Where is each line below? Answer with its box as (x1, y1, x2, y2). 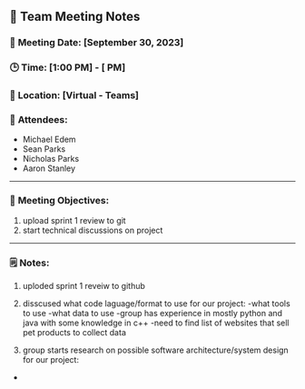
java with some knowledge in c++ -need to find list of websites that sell (22, 317, 290, 328)
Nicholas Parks (22, 154, 80, 165)
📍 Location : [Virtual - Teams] (9, 89, 139, 102)
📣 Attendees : (9, 114, 68, 126)
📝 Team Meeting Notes (9, 9, 141, 25)
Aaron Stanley (22, 163, 75, 174)
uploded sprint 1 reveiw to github (22, 281, 145, 292)
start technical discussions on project (22, 224, 163, 235)
